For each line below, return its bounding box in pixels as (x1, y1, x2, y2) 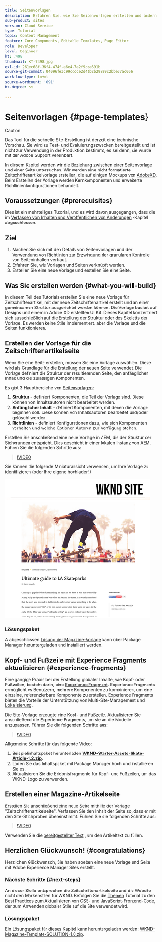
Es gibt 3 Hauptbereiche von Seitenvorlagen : (5, 384, 94, 391)
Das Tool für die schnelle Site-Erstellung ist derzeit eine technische (5, 137, 139, 143)
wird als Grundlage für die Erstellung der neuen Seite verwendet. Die (5, 365, 142, 371)
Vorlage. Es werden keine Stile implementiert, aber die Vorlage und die (5, 320, 146, 325)
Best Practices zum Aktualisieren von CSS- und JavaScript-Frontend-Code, (5, 898, 156, 904)
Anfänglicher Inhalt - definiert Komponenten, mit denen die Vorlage (12, 404, 148, 410)
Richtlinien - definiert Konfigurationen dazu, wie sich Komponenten (12, 420, 147, 426)
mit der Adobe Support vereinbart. (5, 152, 74, 158)
